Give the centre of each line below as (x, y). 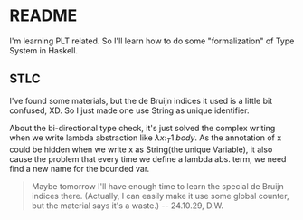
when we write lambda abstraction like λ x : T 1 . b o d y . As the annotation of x (146, 139)
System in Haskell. (44, 50)
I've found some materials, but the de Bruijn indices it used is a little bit (141, 100)
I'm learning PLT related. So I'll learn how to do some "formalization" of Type (152, 41)
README (43, 16)
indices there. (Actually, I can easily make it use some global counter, (160, 196)
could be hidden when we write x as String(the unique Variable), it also (141, 149)
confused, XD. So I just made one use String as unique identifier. (129, 110)
